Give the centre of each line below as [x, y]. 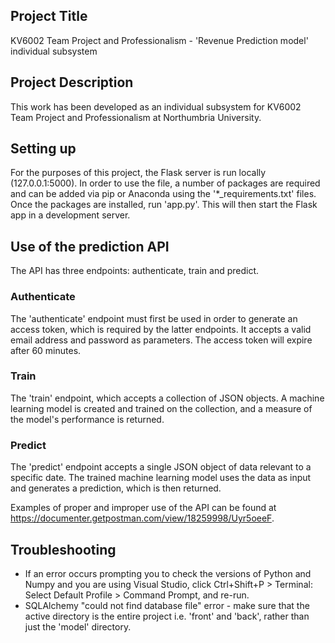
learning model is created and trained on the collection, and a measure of [161, 408]
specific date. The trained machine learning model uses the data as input [161, 478]
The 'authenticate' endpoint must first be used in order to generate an [154, 318]
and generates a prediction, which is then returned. [116, 488]
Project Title [49, 16]
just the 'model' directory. [78, 626]
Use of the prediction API [90, 246]
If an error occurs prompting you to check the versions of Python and [168, 573]
